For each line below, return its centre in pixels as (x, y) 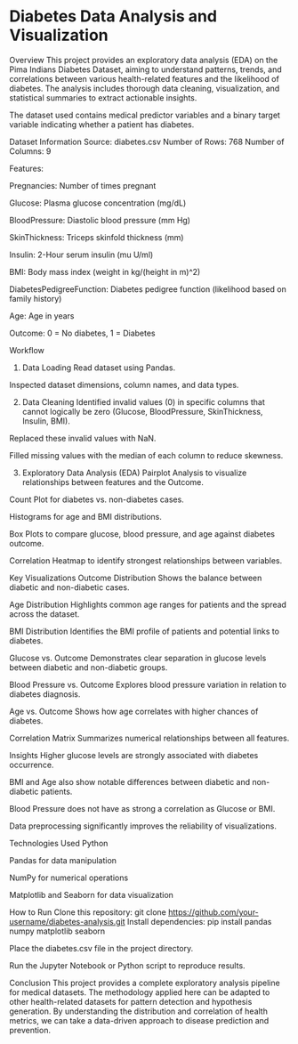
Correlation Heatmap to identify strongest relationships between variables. (146, 560)
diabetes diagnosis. (45, 694)
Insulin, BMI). (46, 421)
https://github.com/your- (213, 912)
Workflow (27, 350)
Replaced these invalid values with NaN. (83, 438)
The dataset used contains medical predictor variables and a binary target (145, 115)
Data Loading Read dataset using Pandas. (99, 368)
